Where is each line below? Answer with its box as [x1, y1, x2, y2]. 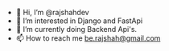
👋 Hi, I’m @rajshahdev [15, 8, 90, 17]
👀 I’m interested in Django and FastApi [15, 16, 143, 25]
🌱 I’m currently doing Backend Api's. [15, 25, 138, 33]
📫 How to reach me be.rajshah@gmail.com [15, 33, 161, 43]
